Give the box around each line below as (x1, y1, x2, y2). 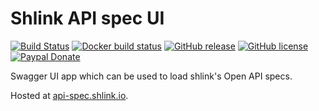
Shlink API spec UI (10, 7, 165, 30)
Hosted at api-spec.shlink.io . (10, 89, 129, 101)
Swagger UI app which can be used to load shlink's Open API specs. (10, 70, 293, 82)
